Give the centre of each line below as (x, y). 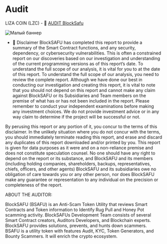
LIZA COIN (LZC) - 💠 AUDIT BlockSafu (44, 23)
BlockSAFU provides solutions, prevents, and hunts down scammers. (76, 225)
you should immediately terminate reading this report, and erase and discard (84, 137)
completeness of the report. (34, 185)
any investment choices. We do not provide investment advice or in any (86, 111)
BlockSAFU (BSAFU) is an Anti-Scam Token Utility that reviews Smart (77, 204)
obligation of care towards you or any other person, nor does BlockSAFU (80, 174)
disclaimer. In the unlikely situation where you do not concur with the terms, (83, 131)
